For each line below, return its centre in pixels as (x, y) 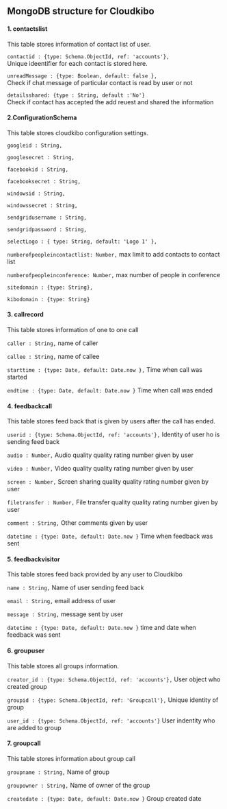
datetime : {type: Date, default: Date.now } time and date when (102, 628)
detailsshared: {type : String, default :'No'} (76, 95)
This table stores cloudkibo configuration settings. (78, 132)
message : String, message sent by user (65, 614)
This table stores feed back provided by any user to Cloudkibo (95, 574)
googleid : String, (35, 145)
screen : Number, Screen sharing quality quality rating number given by (108, 482)
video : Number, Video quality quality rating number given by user (100, 469)
